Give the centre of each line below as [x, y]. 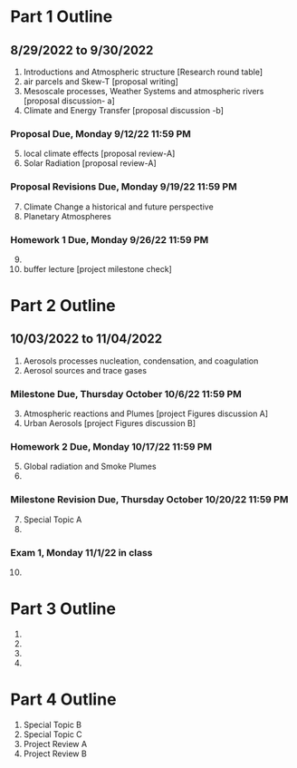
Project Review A [55, 744]
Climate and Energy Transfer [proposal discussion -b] [124, 110]
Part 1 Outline [62, 17]
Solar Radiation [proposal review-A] [90, 163]
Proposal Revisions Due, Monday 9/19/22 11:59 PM [124, 187]
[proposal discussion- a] [69, 101]
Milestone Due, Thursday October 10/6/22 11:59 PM [126, 394]
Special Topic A [53, 520]
